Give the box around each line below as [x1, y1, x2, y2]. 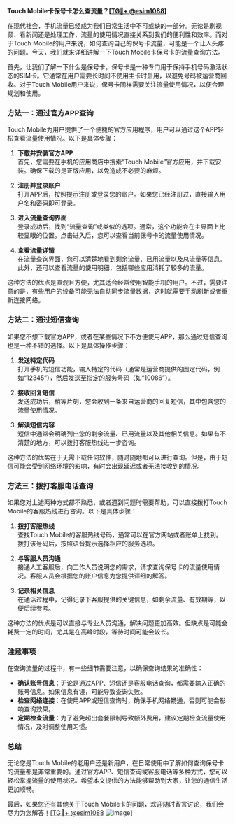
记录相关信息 [17, 586, 55, 595]
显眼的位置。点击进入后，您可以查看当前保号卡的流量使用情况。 [23, 231, 208, 240]
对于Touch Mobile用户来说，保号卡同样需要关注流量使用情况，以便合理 [19, 80, 225, 88]
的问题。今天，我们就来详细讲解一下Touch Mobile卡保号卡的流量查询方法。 [7, 48, 225, 56]
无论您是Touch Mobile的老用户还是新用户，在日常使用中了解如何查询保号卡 [7, 759, 225, 767]
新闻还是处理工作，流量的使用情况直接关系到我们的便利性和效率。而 [25, 31, 222, 38]
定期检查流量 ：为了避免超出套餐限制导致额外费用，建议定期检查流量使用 [17, 713, 226, 723]
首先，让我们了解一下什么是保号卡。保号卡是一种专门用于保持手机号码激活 [7, 63, 222, 71]
